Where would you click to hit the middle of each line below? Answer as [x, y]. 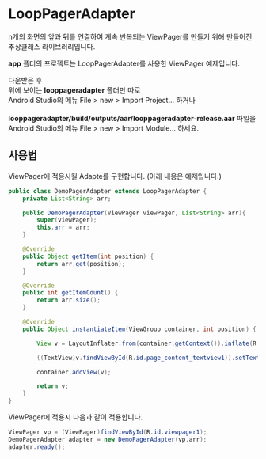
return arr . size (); [69, 300]
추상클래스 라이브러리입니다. [52, 46]
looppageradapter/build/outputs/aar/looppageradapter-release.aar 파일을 [132, 118]
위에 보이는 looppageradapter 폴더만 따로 [74, 90]
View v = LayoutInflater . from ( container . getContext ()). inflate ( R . [148, 343]
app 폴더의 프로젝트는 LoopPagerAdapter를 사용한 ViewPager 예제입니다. [124, 63]
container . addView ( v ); [74, 372]
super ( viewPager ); [67, 220]
